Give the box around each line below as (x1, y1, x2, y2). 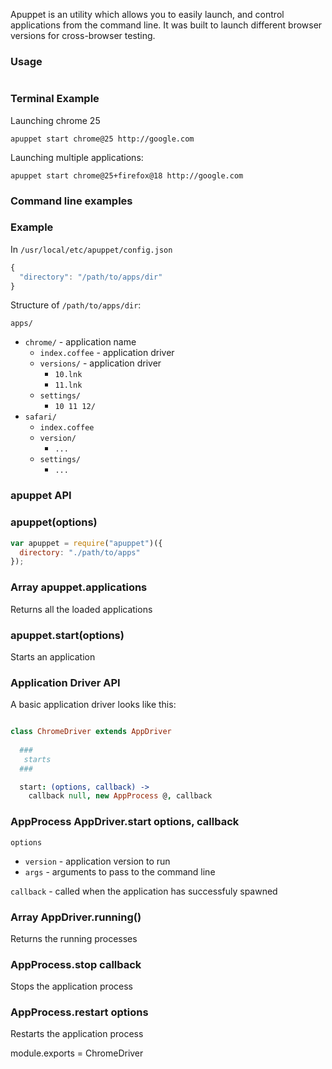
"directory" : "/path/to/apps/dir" (19, 272, 163, 282)
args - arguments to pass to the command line (24, 865, 216, 878)
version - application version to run (24, 855, 171, 867)
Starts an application (10, 650, 96, 663)
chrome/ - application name (24, 336, 137, 348)
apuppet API (10, 489, 72, 503)
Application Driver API (10, 675, 121, 689)
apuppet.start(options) (10, 628, 125, 642)
